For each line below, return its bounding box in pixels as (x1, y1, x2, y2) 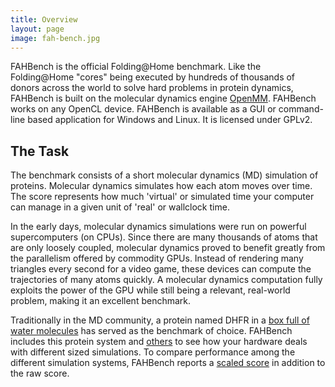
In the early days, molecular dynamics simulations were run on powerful (10, 221, 307, 233)
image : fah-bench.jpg (10, 33, 101, 43)
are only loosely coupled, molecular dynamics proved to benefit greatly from (10, 242, 326, 254)
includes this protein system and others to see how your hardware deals (10, 336, 308, 348)
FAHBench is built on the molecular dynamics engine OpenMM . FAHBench (10, 92, 317, 105)
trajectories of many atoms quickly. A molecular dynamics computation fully (10, 274, 323, 286)
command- (278, 103, 324, 115)
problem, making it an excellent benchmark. (10, 295, 192, 307)
